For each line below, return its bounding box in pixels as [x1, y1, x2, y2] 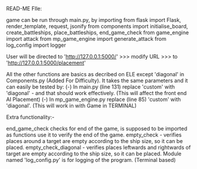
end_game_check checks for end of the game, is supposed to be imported [6, 125, 188, 132]
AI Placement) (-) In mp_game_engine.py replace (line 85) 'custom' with [6, 96, 182, 103]
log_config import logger [6, 41, 66, 48]
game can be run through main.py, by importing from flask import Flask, [6, 17, 182, 23]
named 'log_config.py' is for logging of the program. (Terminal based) [6, 157, 176, 163]
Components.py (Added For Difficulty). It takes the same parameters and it [6, 77, 188, 84]
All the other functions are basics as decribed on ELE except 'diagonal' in [6, 71, 185, 77]
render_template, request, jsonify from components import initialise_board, [6, 23, 188, 30]
